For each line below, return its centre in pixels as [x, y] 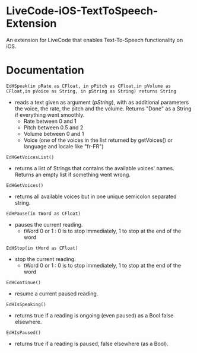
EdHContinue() [24, 282]
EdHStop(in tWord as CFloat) [42, 248]
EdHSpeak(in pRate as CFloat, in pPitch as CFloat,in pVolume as [88, 86]
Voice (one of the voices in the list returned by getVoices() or [98, 140]
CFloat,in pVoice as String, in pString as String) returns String [91, 91]
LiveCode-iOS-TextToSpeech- [82, 11]
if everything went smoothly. [50, 115]
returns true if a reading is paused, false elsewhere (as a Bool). [92, 344]
